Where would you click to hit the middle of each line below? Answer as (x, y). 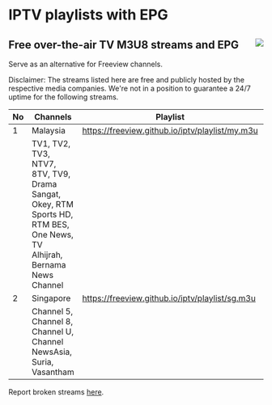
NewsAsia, (52, 352)
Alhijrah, (47, 255)
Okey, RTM (53, 204)
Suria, (43, 362)
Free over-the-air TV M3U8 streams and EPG (124, 45)
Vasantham (53, 372)
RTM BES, (51, 224)
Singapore (51, 298)
